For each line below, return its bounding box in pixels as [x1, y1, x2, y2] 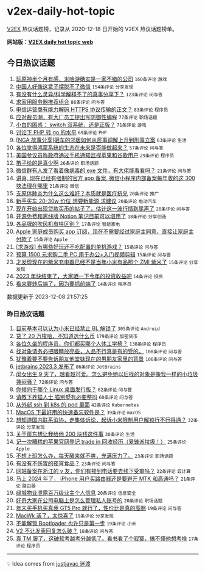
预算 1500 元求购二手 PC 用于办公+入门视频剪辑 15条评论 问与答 [15, 250, 172, 258]
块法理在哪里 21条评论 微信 [15, 182, 80, 189]
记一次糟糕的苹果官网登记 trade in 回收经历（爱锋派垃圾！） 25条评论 [15, 438, 187, 445]
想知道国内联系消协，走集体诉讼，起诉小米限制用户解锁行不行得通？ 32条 [15, 416, 198, 423]
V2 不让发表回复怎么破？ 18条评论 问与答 [15, 527, 114, 535]
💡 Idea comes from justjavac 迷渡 [7, 560, 91, 568]
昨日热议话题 [7, 309, 45, 318]
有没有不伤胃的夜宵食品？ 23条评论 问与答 [15, 459, 116, 467]
